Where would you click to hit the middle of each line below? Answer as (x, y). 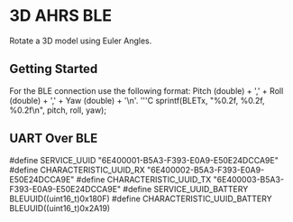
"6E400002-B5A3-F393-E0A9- (206, 170)
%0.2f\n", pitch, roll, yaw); (58, 110)
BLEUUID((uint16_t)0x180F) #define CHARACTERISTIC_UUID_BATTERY (141, 199)
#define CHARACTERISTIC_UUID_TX (144, 179)
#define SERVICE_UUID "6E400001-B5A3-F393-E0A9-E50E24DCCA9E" (144, 160)
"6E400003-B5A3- (249, 179)
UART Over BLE (54, 139)
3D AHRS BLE (61, 16)
